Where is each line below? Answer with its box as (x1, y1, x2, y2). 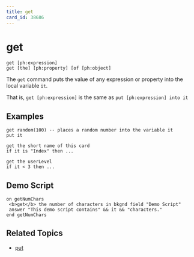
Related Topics (6, 228, 63, 238)
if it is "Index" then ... (6, 148, 74, 154)
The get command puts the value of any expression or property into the (6, 76, 183, 83)
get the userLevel (6, 159, 52, 165)
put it (6, 133, 23, 139)
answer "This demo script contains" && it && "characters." (8, 207, 163, 213)
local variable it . (6, 82, 48, 89)
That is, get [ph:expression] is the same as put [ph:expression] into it (6, 94, 189, 101)
